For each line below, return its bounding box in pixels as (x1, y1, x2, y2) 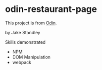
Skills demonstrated (5, 39, 46, 45)
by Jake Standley (5, 29, 41, 35)
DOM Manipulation (12, 54, 51, 60)
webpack (12, 59, 31, 65)
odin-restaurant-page (5, 3, 98, 15)
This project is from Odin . (5, 20, 57, 26)
